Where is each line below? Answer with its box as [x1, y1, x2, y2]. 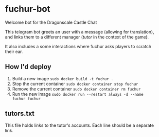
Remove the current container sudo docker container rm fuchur [12, 86, 141, 92]
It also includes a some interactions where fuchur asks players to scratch [5, 43, 152, 49]
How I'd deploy [5, 63, 52, 71]
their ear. [5, 49, 23, 54]
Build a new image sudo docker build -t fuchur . [12, 75, 113, 81]
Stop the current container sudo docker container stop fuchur [12, 81, 139, 86]
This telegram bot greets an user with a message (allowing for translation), [5, 29, 154, 34]
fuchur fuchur [12, 96, 41, 101]
